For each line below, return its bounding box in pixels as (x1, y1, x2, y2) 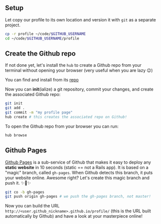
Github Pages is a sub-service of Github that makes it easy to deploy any (5, 159, 151, 165)
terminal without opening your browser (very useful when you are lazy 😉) (5, 68, 153, 74)
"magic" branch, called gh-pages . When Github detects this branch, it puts (5, 169, 153, 175)
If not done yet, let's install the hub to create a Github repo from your (5, 62, 142, 68)
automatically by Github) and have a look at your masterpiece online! (5, 213, 143, 219)
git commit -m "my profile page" (5, 110, 73, 115)
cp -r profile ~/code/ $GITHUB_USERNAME (5, 31, 86, 36)
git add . (5, 106, 25, 111)
